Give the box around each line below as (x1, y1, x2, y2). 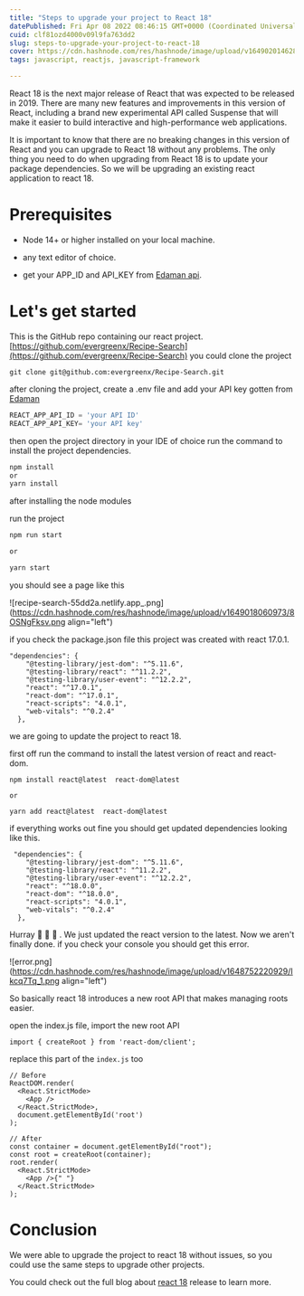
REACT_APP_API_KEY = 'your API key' (9, 419, 144, 428)
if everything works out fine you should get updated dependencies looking (9, 822, 288, 833)
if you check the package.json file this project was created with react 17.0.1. (9, 634, 290, 645)
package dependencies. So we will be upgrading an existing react (9, 164, 255, 174)
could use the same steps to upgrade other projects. (9, 1259, 205, 1270)
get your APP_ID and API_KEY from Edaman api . (22, 269, 202, 280)
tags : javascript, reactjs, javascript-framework (9, 55, 201, 64)
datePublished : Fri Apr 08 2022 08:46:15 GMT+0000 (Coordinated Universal (9, 22, 298, 31)
